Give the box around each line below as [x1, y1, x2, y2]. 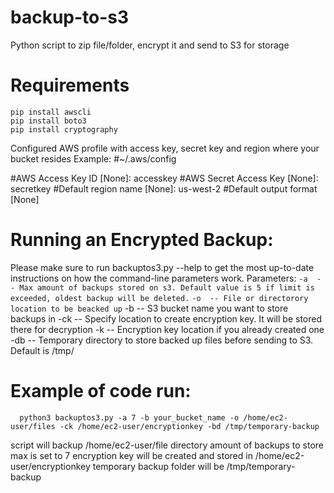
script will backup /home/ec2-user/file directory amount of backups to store [10, 439, 324, 451]
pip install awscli [10, 107, 92, 117]
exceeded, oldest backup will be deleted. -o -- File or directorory [10, 293, 309, 303]
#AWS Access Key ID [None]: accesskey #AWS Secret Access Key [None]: [10, 172, 319, 184]
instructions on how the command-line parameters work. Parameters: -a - [10, 272, 322, 284]
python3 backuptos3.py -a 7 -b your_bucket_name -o [19, 412, 240, 423]
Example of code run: [10, 380, 192, 402]
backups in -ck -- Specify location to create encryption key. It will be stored [10, 312, 323, 325]
